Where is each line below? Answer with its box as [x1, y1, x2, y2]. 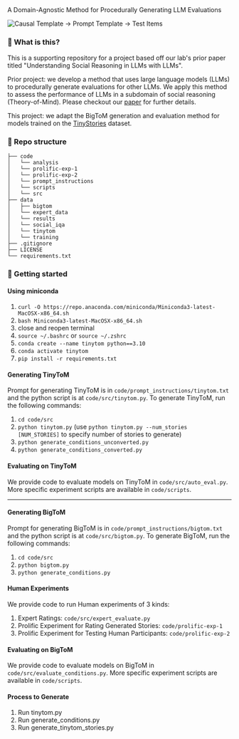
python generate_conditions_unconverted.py [17, 439, 149, 446]
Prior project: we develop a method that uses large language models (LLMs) [7, 75, 230, 83]
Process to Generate [7, 692, 70, 701]
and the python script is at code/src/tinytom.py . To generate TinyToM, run [7, 394, 225, 402]
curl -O [17, 304, 41, 311]
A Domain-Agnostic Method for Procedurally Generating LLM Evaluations [7, 6, 222, 14]
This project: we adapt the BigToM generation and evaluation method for [7, 111, 220, 120]
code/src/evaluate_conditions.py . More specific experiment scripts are [7, 669, 218, 677]
